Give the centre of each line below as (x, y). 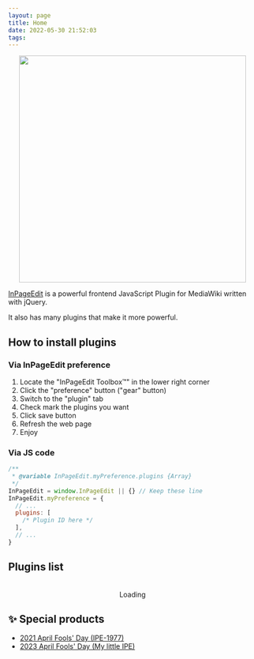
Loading (133, 594)
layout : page (30, 15)
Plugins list (36, 567)
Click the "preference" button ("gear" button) (93, 390)
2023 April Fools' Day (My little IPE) (77, 646)
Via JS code (32, 452)
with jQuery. (28, 302)
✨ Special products (56, 619)
